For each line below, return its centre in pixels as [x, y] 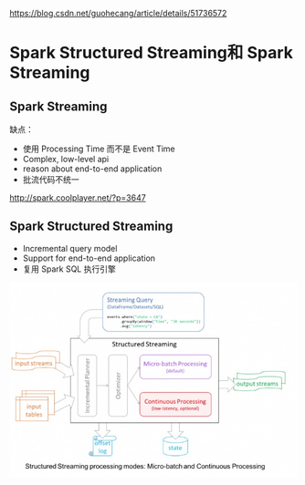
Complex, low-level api [66, 159]
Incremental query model [70, 248]
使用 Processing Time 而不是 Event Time [99, 149]
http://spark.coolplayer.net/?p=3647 [78, 198]
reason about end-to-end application [92, 169]
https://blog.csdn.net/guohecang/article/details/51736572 [118, 13]
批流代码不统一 [51, 180]
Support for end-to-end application [89, 258]
